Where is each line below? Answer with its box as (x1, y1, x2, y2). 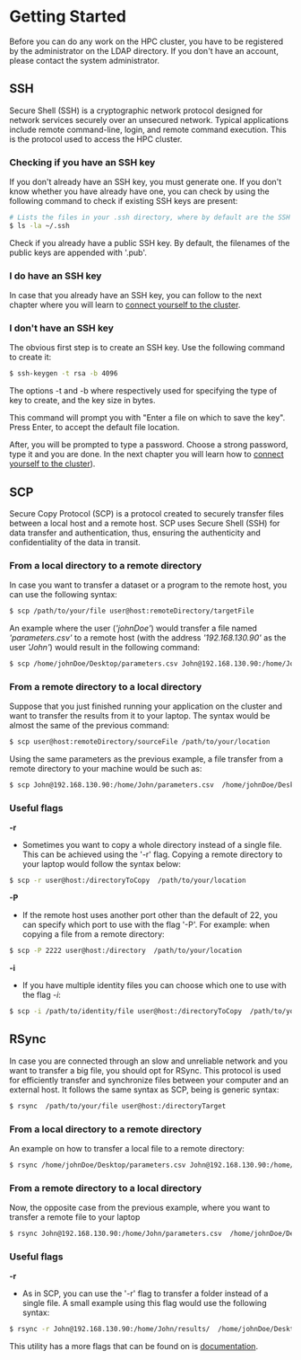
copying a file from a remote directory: (21, 929, 165, 940)
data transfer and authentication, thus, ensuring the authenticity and (9, 527, 262, 538)
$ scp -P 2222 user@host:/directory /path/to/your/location (9, 946, 243, 956)
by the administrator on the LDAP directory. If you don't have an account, (9, 45, 279, 56)
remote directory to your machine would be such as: (9, 764, 202, 774)
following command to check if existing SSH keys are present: (9, 196, 238, 207)
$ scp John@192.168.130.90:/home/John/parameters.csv (9, 781, 215, 790)
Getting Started (9, 6, 127, 27)
